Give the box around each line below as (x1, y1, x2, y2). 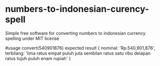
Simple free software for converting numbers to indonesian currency (5, 30, 146, 36)
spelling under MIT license (5, 35, 60, 41)
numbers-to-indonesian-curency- (5, 3, 149, 15)
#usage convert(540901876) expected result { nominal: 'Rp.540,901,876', (5, 45, 156, 51)
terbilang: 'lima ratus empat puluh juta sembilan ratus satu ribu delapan (5, 50, 151, 56)
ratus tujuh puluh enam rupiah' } (5, 55, 71, 61)
